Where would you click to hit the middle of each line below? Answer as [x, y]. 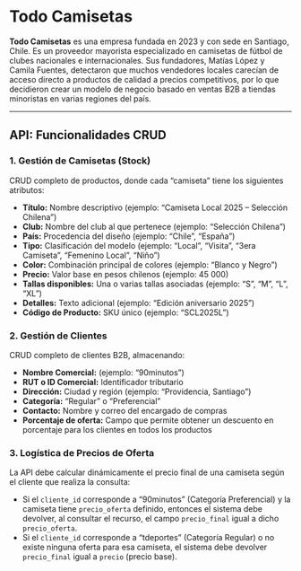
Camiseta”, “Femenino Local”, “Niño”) [91, 255]
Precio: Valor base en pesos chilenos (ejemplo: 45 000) [125, 274]
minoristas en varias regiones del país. [81, 98]
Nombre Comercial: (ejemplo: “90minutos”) [103, 372]
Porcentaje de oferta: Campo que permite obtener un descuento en [148, 420]
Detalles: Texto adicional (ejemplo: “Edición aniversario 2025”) [138, 303]
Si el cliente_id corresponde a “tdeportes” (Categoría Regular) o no [148, 538]
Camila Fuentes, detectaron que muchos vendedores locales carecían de [144, 70]
